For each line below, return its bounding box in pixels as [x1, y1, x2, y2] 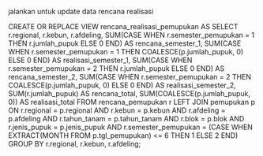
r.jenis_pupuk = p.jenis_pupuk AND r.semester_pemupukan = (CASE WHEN [8, 122, 253, 132]
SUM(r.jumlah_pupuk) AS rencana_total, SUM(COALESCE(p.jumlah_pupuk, [8, 89, 251, 98]
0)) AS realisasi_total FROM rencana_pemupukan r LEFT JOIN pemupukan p [8, 98, 255, 106]
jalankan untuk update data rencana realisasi [8, 7, 154, 16]
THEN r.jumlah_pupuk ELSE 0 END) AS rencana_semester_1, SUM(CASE [8, 39, 242, 48]
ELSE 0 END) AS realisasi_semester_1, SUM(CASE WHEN [8, 55, 193, 65]
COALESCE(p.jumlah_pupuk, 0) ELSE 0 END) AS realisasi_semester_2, [8, 80, 237, 90]
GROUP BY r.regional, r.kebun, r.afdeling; [8, 139, 141, 148]
